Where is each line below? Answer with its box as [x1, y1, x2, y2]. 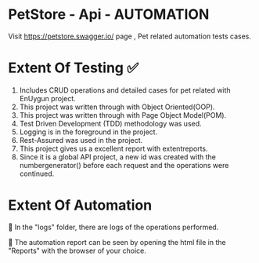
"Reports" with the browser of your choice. [8, 246, 147, 255]
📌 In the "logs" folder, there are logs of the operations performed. [8, 222, 219, 232]
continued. [19, 169, 55, 178]
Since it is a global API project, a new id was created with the [19, 152, 217, 162]
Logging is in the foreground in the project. [19, 127, 158, 137]
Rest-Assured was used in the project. [19, 135, 143, 144]
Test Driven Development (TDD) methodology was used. [19, 119, 202, 128]
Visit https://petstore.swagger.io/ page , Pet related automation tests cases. [8, 31, 252, 41]
